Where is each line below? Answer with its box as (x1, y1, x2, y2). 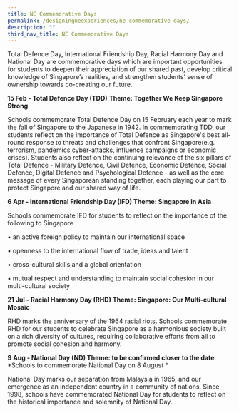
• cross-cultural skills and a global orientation (7, 260, 141, 269)
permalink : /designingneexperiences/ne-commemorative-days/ (7, 17, 190, 24)
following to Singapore (7, 219, 73, 228)
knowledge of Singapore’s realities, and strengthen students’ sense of (7, 73, 213, 81)
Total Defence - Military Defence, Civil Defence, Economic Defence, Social (7, 161, 227, 170)
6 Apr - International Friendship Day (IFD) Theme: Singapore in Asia (7, 198, 212, 206)
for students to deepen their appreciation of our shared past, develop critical (7, 65, 233, 73)
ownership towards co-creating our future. (7, 80, 133, 89)
